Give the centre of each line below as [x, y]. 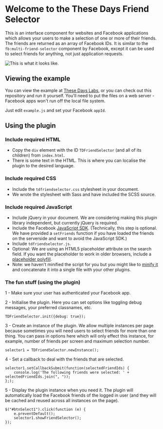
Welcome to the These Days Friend [77, 9]
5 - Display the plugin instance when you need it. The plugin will [69, 390]
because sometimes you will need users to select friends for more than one [81, 331]
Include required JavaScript [38, 207]
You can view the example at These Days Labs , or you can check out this [78, 90]
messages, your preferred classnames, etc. [49, 308]
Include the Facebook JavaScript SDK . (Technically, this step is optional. [84, 228]
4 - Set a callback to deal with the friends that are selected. [64, 359]
